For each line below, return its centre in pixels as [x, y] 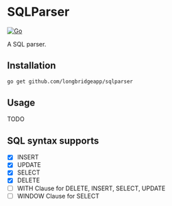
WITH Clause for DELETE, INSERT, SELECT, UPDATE [91, 188]
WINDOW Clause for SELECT [58, 196]
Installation [32, 66]
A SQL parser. [27, 44]
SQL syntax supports [53, 141]
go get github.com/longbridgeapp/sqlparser [70, 81]
